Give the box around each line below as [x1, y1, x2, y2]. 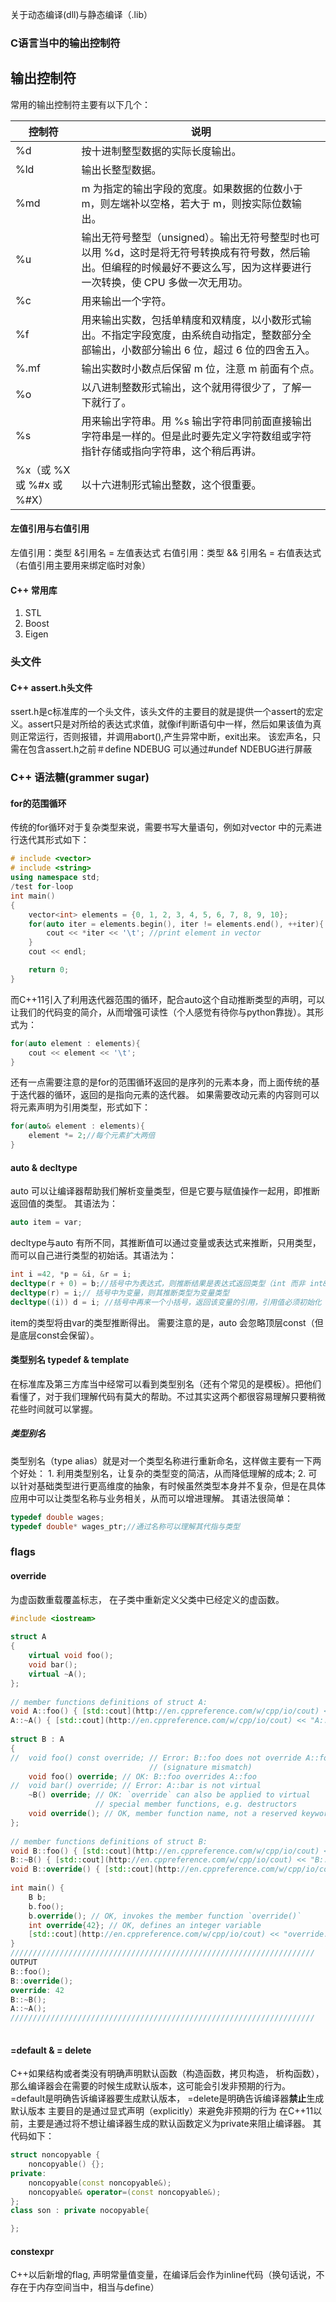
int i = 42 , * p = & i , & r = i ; [10, 1269, 132, 1280]
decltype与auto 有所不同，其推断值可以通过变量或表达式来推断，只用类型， [10, 1237, 322, 1249]
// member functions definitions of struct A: [10, 1697, 208, 1707]
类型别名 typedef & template [10, 1354, 130, 1366]
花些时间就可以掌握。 [10, 1403, 98, 1415]
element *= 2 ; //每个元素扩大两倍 [28, 1131, 156, 1141]
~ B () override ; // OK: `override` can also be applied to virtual [28, 1790, 311, 1800]
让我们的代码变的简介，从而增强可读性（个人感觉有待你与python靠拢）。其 [10, 1006, 315, 1018]
